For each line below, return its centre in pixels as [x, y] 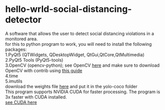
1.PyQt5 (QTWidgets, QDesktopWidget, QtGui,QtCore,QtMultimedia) [75, 55]
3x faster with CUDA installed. [36, 97]
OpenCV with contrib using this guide [44, 70]
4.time [12, 76]
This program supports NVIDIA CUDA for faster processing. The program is [83, 92]
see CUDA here [21, 102]
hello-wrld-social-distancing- [68, 9]
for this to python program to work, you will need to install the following [78, 44]
